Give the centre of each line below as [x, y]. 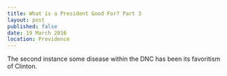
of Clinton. [22, 66]
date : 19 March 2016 [37, 33]
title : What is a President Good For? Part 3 [74, 13]
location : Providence [39, 39]
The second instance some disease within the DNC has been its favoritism [114, 59]
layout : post [26, 20]
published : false [32, 26]
